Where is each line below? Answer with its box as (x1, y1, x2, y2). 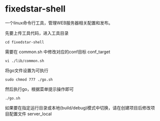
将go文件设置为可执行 (5, 67, 48, 73)
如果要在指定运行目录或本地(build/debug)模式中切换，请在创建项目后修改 (5, 105, 151, 110)
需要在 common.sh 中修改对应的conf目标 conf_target (5, 49, 110, 54)
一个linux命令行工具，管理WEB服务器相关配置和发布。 (5, 20, 113, 26)
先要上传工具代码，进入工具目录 (5, 30, 69, 36)
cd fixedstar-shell (5, 40, 44, 44)
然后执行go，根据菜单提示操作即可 (5, 86, 74, 92)
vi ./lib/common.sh (5, 58, 44, 63)
